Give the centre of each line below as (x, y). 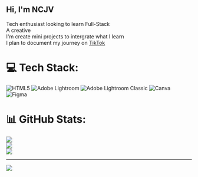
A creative (19, 30)
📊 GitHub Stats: (46, 119)
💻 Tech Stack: (42, 68)
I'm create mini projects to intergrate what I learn (65, 36)
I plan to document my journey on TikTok (56, 42)
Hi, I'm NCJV (30, 10)
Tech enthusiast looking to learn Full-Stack (58, 24)
